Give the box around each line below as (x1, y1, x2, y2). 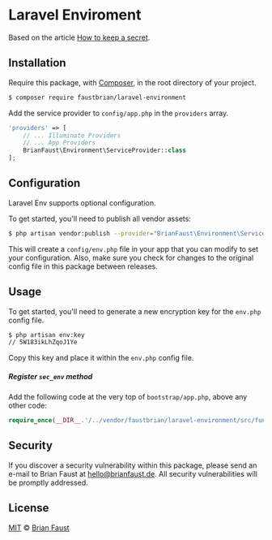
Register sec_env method (8, 371, 93, 381)
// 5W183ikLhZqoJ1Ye (8, 339, 79, 347)
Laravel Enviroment (8, 6, 142, 24)
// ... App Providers (23, 139, 96, 147)
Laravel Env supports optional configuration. (8, 197, 156, 208)
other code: (8, 400, 47, 411)
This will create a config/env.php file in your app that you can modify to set (8, 244, 259, 253)
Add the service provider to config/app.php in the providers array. (8, 108, 229, 118)
